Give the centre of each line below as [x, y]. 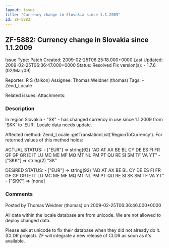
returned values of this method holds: [44, 140]
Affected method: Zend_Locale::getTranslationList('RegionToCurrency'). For [84, 135]
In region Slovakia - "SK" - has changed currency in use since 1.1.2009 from [84, 120]
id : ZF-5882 [18, 19]
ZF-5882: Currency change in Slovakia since [77, 40]
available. [15, 241]
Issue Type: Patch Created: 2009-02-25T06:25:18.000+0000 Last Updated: [84, 60]
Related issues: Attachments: [35, 95]
